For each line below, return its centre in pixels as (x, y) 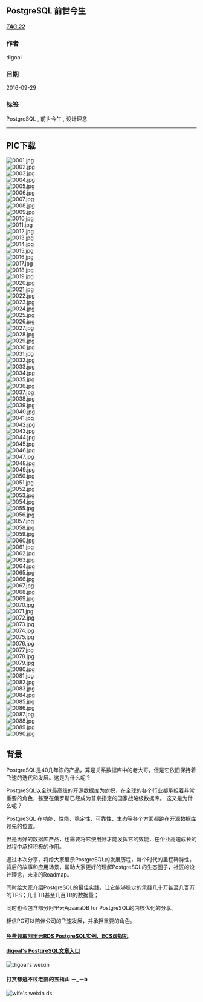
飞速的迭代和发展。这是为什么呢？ (49, 777)
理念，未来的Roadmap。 (42, 874)
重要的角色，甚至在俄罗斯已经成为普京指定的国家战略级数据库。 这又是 (94, 798)
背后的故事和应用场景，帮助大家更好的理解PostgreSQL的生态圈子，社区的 (98, 867)
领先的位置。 (22, 826)
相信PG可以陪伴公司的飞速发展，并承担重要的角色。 (71, 921)
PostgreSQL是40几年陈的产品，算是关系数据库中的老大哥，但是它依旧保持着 (101, 770)
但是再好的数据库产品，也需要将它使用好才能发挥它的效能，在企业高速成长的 (101, 839)
